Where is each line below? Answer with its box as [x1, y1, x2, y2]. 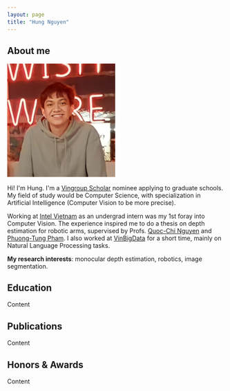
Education [7, 282, 52, 293]
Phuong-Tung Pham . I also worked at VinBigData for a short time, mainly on [7, 234, 222, 242]
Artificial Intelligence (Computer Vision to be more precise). [7, 198, 176, 207]
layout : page [7, 11, 45, 18]
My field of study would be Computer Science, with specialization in [7, 191, 201, 199]
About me [7, 45, 50, 57]
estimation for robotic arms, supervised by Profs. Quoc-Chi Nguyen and [7, 226, 212, 235]
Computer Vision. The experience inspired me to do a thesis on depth [7, 219, 205, 228]
